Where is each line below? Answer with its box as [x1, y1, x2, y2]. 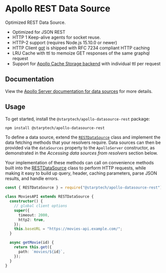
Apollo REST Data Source [5, 3, 111, 14]
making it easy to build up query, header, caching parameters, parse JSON [5, 170, 157, 176]
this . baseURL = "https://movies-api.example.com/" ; [14, 226, 123, 231]
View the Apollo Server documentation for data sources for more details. [5, 88, 153, 94]
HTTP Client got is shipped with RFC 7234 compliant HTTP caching [12, 45, 150, 51]
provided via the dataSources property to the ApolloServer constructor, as [5, 145, 155, 151]
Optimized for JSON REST [12, 29, 66, 35]
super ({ [14, 208, 30, 213]
